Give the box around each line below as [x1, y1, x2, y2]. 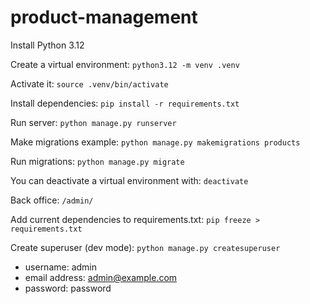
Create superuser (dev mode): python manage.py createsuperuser [10, 241, 281, 253]
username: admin [24, 261, 98, 273]
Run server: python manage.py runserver [10, 116, 177, 128]
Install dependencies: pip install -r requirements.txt [10, 97, 240, 109]
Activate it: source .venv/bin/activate [10, 77, 169, 90]
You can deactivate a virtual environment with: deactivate [10, 174, 249, 186]
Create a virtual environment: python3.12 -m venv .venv [10, 58, 240, 70]
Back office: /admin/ [10, 194, 94, 206]
